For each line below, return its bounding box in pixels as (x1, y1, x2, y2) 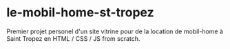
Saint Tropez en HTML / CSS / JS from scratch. (6, 34, 140, 42)
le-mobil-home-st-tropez (6, 5, 154, 20)
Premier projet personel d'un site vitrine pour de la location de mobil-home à (6, 27, 224, 35)
